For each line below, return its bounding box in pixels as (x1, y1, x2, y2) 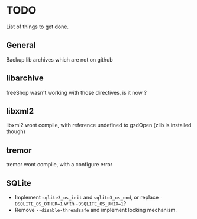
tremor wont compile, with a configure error (6, 161, 113, 168)
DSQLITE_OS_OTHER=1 (14, 201, 63, 207)
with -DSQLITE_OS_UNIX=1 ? (64, 200, 127, 207)
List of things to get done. (6, 23, 69, 30)
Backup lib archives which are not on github (6, 56, 114, 63)
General (6, 40, 37, 50)
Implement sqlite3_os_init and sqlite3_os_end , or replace (14, 194, 159, 201)
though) (6, 128, 25, 135)
